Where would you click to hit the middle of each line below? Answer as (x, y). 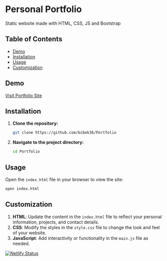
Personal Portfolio (44, 9)
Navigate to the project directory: (48, 142)
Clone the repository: (35, 123)
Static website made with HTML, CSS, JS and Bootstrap (63, 23)
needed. (21, 243)
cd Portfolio (26, 152)
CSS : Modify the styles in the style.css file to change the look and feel (86, 227)
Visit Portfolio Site (24, 95)
